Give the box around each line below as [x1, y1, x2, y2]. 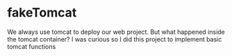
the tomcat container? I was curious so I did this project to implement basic [7, 35, 222, 43]
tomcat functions [7, 42, 56, 50]
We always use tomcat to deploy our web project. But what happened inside [7, 28, 226, 36]
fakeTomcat [7, 5, 77, 21]
